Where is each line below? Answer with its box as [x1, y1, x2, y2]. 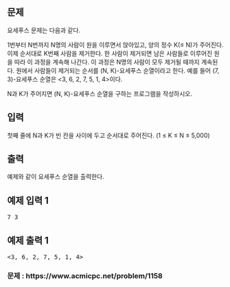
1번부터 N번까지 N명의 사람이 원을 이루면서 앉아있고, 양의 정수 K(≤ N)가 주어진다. [7, 41, 224, 49]
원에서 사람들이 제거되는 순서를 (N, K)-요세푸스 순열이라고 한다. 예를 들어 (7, [16, 66, 220, 74]
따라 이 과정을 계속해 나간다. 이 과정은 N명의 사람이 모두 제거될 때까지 [14, 58, 200, 66]
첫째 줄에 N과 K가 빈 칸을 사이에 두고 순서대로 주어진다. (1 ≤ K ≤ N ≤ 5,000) [7, 131, 211, 139]
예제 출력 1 [7, 234, 49, 246]
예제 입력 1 [7, 194, 49, 206]
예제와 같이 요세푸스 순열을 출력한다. [7, 172, 104, 181]
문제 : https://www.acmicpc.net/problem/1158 [7, 271, 163, 280]
